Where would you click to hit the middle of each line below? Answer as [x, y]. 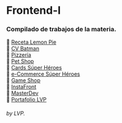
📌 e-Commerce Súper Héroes [43, 74]
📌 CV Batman [23, 49]
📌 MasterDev [22, 93]
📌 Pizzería [19, 55]
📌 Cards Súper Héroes [34, 68]
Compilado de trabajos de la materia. [61, 29]
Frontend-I [34, 10]
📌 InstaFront [21, 87]
